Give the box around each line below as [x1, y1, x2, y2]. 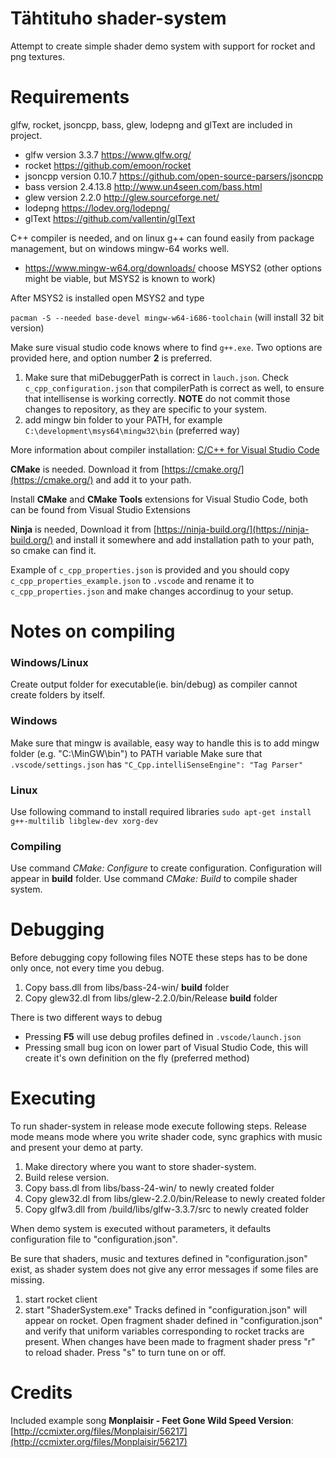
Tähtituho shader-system [10, 7, 227, 30]
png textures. [10, 50, 66, 62]
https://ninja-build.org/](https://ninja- [156, 523, 310, 535]
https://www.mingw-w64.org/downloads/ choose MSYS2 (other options [24, 262, 322, 274]
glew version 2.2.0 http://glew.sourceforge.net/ [24, 191, 220, 203]
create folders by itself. [10, 689, 105, 701]
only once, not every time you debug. [10, 962, 165, 974]
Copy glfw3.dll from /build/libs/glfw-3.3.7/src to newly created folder [24, 1203, 310, 1216]
